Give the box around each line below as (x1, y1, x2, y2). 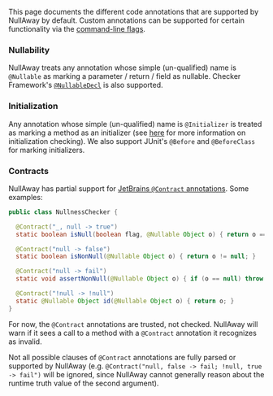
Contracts (8, 165, 49, 176)
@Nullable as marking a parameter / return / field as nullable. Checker (8, 72, 241, 81)
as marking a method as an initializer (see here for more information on (8, 128, 246, 137)
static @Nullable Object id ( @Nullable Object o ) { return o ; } (15, 297, 235, 305)
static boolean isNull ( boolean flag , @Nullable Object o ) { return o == (15, 230, 267, 238)
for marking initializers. (8, 145, 85, 154)
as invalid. (8, 337, 42, 346)
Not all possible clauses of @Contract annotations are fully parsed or (8, 352, 236, 362)
